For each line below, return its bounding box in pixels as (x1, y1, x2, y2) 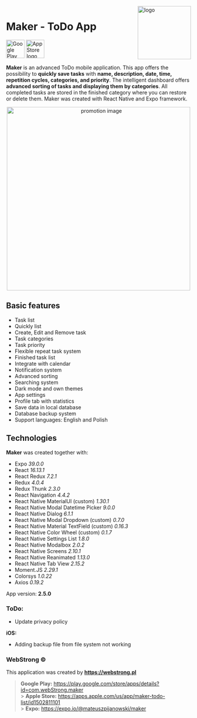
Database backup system (14, 410, 76, 417)
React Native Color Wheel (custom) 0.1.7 (14, 528, 113, 536)
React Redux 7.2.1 (14, 473, 57, 480)
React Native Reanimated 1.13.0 (14, 554, 90, 561)
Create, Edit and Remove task (14, 329, 86, 336)
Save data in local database (14, 403, 81, 410)
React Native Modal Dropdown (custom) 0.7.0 (14, 516, 125, 523)
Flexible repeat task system (14, 348, 81, 355)
